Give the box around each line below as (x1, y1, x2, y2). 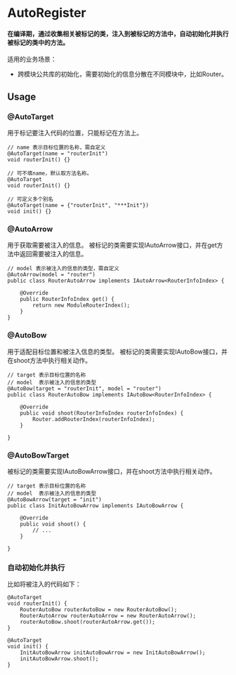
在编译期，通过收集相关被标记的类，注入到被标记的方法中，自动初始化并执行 (7, 29, 229, 38)
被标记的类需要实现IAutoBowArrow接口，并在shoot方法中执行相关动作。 (7, 467, 216, 475)
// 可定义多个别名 (7, 196, 54, 203)
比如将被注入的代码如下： (7, 580, 81, 589)
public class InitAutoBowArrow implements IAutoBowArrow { (7, 502, 184, 509)
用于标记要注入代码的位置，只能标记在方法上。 (7, 128, 143, 138)
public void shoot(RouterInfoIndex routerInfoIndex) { (20, 409, 184, 417)
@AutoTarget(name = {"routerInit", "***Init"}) (7, 202, 150, 209)
